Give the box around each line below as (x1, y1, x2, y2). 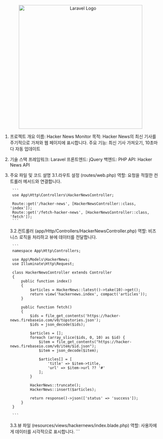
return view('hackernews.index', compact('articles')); (30, 292, 147, 297)
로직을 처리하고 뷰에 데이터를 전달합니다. (19, 234, 97, 240)
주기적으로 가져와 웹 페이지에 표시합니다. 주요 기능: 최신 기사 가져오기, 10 (9, 140, 150, 146)
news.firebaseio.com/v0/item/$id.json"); (9, 344, 96, 349)
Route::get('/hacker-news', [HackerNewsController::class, (12, 201, 136, 206)
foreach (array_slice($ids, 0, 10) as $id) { (30, 335, 125, 340)
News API (9, 162, 30, 168)
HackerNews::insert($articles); (30, 387, 96, 392)
